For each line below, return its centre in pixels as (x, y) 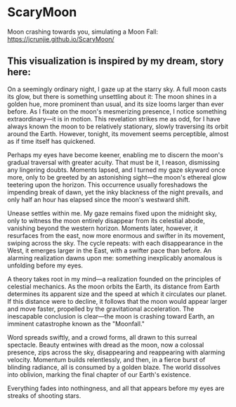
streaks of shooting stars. (44, 395)
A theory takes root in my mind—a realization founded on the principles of (114, 279)
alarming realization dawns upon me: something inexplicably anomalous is (115, 258)
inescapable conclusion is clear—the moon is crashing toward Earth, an (111, 316)
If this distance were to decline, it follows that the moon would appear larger (117, 301)
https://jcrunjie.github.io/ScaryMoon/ (61, 39)
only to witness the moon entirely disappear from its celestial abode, (106, 220)
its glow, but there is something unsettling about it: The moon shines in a (112, 96)
